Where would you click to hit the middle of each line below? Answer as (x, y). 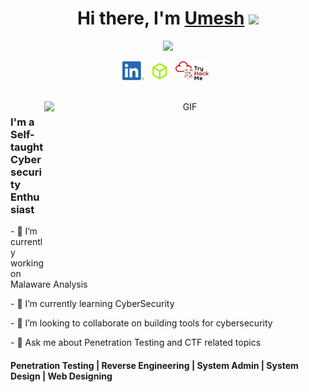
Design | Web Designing (61, 376)
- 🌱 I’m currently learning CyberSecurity (92, 304)
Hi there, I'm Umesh (160, 18)
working (27, 263)
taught (27, 147)
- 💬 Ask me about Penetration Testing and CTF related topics (136, 343)
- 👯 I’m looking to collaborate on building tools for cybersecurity (141, 323)
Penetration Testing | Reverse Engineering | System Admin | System (154, 365)
